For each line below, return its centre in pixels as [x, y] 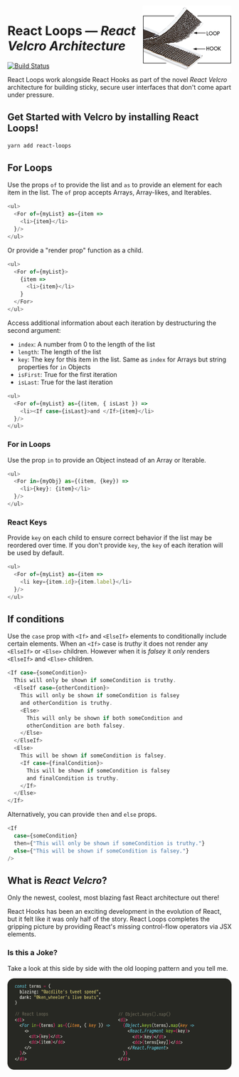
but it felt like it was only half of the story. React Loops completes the [108, 919]
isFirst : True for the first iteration [67, 374]
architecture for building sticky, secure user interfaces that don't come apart [119, 87]
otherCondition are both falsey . [76, 726]
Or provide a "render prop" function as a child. [75, 250]
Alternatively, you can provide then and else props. [82, 815]
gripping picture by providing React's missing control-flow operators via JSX [119, 927]
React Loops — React [72, 31]
